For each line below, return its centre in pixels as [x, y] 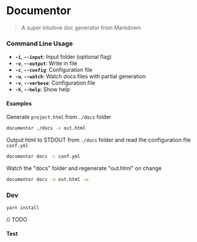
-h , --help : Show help [42, 89]
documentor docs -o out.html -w [47, 180]
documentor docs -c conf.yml [43, 157]
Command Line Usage [40, 43]
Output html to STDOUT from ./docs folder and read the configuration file [99, 140]
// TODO [17, 220]
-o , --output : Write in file [46, 63]
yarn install [23, 208]
